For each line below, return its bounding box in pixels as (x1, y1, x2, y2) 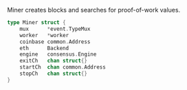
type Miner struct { (7, 19, 67, 26)
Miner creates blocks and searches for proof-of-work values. (7, 6, 181, 14)
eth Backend (19, 45, 69, 52)
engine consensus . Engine (19, 51, 97, 58)
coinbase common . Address (19, 38, 91, 45)
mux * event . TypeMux (19, 25, 91, 32)
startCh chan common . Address (19, 64, 107, 71)
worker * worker (19, 32, 69, 38)
